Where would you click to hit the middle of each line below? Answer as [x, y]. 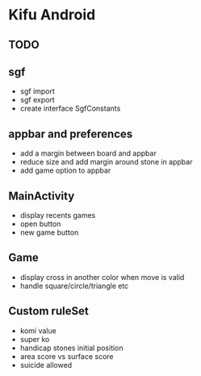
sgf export [37, 100]
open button [40, 224]
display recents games [58, 215]
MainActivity [42, 196]
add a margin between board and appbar [88, 153]
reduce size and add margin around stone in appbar [106, 162]
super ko [35, 339]
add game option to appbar [65, 170]
